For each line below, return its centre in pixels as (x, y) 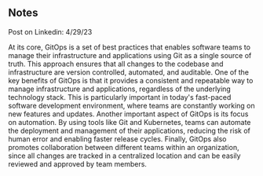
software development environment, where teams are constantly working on (131, 105)
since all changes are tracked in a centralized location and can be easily (124, 156)
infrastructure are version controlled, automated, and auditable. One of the (129, 72)
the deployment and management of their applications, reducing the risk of (130, 130)
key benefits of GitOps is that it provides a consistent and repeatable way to (131, 80)
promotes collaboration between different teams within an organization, (124, 147)
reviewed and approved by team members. (78, 163)
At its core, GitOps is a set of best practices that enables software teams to (130, 47)
